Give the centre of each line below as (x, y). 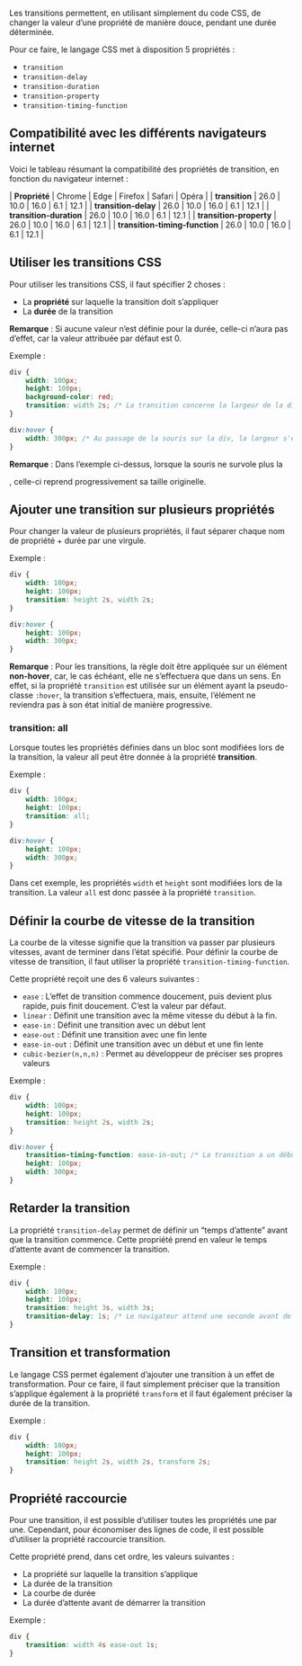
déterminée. (32, 32)
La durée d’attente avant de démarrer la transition (114, 1602)
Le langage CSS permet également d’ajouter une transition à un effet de (142, 1374)
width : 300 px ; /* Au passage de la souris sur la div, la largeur (152, 438)
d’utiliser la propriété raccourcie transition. (88, 1539)
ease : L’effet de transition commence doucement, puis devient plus (147, 996)
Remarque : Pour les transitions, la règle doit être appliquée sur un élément (148, 667)
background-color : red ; (70, 397)
